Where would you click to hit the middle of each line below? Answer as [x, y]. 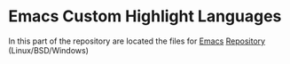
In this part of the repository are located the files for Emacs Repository [137, 41]
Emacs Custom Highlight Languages [145, 16]
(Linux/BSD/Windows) [49, 50]
